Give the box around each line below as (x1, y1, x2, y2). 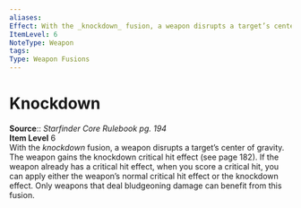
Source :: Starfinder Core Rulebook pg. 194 (9, 123, 168, 134)
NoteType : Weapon (9, 38, 74, 48)
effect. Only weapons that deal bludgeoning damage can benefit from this (9, 180, 282, 191)
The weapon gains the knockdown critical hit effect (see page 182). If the (9, 152, 279, 162)
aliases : (9, 13, 42, 22)
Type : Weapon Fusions (9, 55, 90, 64)
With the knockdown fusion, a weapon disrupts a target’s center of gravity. (9, 142, 285, 152)
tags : (9, 47, 30, 56)
